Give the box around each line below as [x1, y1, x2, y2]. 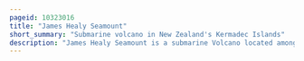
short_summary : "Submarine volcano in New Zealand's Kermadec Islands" [9, 30, 285, 39]
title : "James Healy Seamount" [9, 22, 128, 30]
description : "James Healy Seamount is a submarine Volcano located [9, 38, 273, 48]
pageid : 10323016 [9, 13, 75, 22]
